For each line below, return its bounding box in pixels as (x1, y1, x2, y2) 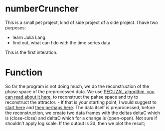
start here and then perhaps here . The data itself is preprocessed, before (5, 104, 156, 110)
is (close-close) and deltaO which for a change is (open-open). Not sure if (5, 115, 158, 121)
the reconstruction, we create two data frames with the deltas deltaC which (5, 110, 161, 116)
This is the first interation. (5, 49, 58, 55)
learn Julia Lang (12, 34, 46, 40)
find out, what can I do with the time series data (12, 39, 111, 45)
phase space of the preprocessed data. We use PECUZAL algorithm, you (5, 88, 155, 95)
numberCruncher (5, 3, 79, 14)
